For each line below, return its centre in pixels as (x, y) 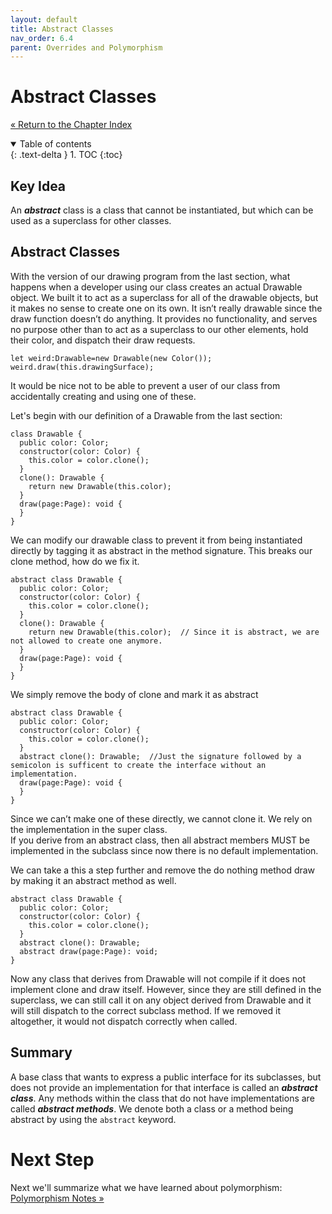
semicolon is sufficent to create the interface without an (138, 765)
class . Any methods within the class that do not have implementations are (162, 1098)
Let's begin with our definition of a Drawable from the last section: (146, 415)
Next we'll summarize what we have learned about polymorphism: (146, 1187)
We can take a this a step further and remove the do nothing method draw (163, 870)
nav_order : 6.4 (42, 38)
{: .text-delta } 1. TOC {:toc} (66, 155)
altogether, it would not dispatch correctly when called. (124, 1021)
